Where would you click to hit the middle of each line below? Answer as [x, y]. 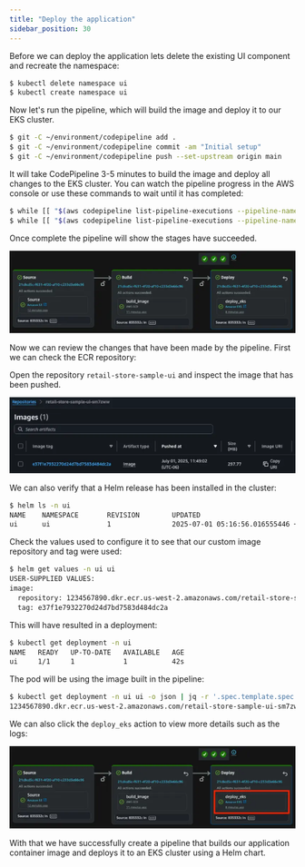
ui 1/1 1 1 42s [97, 662]
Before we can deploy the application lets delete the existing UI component [150, 55]
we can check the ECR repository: [73, 357]
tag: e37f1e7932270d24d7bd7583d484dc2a [93, 607]
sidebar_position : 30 [50, 29]
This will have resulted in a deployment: [84, 625]
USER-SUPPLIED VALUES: [52, 579]
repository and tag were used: [66, 552]
